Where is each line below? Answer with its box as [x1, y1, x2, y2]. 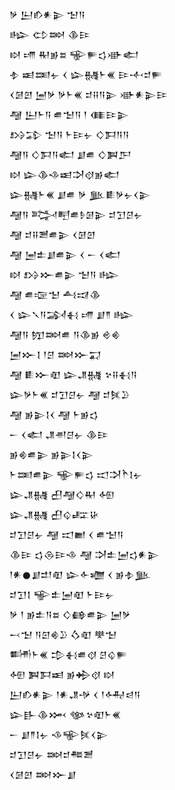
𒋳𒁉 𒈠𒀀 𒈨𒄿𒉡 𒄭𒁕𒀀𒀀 [9, 129, 130, 140]
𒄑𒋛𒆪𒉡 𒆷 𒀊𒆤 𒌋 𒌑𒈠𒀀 [9, 529, 124, 540]
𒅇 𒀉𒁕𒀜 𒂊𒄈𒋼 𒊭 [9, 669, 116, 680]
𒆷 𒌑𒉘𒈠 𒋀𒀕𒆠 [9, 289, 101, 300]
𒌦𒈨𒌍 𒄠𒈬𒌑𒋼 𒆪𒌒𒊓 [9, 649, 128, 660]
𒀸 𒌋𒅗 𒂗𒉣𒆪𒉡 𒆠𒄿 [9, 429, 109, 440]
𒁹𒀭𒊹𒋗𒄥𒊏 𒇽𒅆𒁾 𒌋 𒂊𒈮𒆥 [9, 569, 152, 580]
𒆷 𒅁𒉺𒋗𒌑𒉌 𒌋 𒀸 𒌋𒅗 [9, 249, 121, 260]
